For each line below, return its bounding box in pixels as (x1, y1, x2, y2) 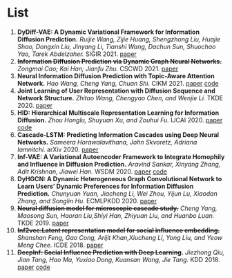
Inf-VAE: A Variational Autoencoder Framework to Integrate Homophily (17, 152, 225, 160)
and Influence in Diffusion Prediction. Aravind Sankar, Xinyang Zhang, (17, 160, 221, 168)
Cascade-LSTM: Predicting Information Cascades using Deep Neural (17, 130, 220, 139)
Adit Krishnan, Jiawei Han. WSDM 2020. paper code (17, 167, 168, 176)
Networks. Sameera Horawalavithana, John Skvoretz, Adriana (17, 138, 197, 146)
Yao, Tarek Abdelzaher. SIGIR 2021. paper (17, 50, 137, 58)
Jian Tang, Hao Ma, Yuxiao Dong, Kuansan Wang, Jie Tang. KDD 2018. (17, 255, 220, 263)
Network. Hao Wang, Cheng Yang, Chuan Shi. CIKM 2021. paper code (17, 79, 219, 87)
